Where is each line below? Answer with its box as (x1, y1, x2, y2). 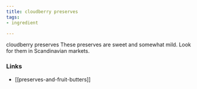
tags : (6, 14, 20, 20)
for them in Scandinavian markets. (6, 47, 90, 55)
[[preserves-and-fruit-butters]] (14, 75, 91, 83)
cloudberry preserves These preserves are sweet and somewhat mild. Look (6, 41, 192, 48)
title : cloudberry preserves (6, 8, 78, 15)
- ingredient (6, 20, 39, 26)
